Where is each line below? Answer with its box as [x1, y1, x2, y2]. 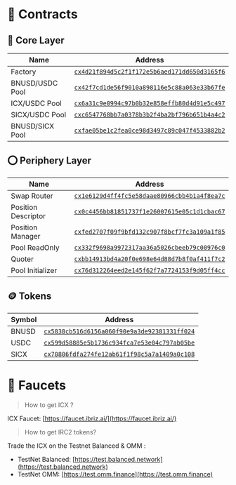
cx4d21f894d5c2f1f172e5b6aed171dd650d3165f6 [74, 68, 225, 76]
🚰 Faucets [7, 377, 67, 393]
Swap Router [11, 191, 53, 201]
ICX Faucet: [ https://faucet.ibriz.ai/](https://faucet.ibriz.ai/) [7, 414, 177, 423]
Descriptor [11, 211, 46, 220]
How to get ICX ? [24, 400, 74, 409]
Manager [11, 231, 41, 241]
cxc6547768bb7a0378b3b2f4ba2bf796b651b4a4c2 [74, 111, 225, 119]
